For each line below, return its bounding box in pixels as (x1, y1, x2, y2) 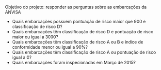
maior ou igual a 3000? (12, 34, 59, 40)
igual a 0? (12, 55, 32, 60)
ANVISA (5, 9, 21, 15)
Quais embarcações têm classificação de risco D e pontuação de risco (12, 29, 154, 34)
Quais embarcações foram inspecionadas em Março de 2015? (12, 60, 136, 65)
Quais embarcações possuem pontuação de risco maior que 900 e (12, 19, 146, 24)
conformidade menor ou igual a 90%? (12, 44, 88, 50)
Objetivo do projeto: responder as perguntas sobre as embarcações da (5, 4, 147, 10)
